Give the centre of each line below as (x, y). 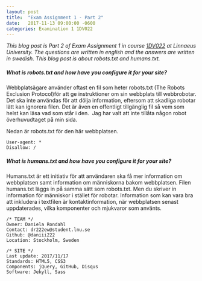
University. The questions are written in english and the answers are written (100, 52)
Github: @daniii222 (31, 235)
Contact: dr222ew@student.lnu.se (48, 230)
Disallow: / (21, 148)
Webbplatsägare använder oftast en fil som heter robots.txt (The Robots (96, 87)
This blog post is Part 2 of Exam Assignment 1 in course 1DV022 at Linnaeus (101, 46)
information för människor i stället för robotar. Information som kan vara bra (100, 195)
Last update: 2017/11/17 (37, 256)
